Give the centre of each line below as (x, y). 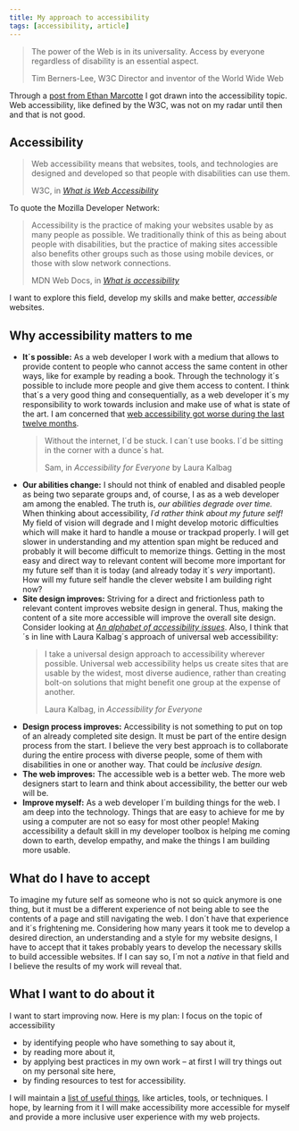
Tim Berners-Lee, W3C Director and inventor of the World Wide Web (157, 78)
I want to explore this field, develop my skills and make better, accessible (144, 298)
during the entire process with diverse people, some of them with (142, 755)
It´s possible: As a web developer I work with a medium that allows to (150, 357)
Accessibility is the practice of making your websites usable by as (152, 225)
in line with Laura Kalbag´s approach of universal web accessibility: (155, 637)
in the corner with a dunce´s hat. (104, 450)
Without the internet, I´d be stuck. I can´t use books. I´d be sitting (164, 441)
